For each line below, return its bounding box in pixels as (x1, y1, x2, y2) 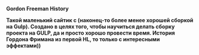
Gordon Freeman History (6, 5, 69, 12)
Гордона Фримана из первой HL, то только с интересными (6, 36, 160, 42)
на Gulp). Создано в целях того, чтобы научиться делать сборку (6, 23, 175, 30)
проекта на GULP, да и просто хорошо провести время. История (6, 29, 175, 36)
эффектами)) (6, 42, 41, 49)
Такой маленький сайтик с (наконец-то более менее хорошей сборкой (6, 17, 194, 23)
